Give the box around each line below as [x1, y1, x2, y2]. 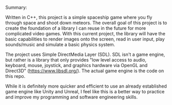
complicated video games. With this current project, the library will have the [5, 31, 166, 36]
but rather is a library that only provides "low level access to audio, [5, 57, 147, 63]
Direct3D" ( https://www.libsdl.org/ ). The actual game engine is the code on [5, 68, 164, 74]
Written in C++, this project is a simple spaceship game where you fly [5, 14, 152, 20]
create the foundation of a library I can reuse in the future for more [5, 25, 146, 31]
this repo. [5, 73, 26, 79]
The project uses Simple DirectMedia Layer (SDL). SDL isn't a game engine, [5, 51, 165, 57]
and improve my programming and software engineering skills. [5, 94, 138, 100]
